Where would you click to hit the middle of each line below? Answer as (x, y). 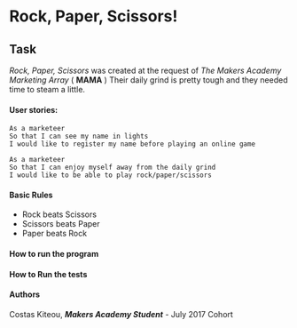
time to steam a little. (47, 89)
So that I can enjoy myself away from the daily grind (113, 168)
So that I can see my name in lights (79, 136)
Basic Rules (31, 195)
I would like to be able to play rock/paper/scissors (111, 175)
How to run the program (54, 254)
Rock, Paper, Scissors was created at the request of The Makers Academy (145, 70)
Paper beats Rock (54, 234)
